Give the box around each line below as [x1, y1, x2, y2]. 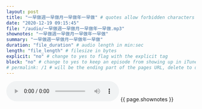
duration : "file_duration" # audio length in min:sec [6, 43, 144, 49]
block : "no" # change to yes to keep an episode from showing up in [6, 59, 182, 65]
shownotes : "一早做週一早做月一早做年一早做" [6, 31, 109, 37]
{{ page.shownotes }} [120, 96, 174, 103]
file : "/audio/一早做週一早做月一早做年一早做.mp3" [6, 25, 125, 32]
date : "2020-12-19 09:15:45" [6, 20, 79, 26]
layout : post [6, 8, 39, 15]
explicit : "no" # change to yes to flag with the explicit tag [6, 53, 168, 59]
